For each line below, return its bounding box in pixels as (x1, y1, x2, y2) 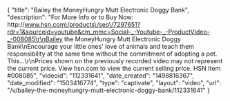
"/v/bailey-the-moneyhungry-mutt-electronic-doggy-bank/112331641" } (7, 86, 211, 94)
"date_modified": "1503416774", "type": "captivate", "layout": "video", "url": (7, 79, 222, 87)
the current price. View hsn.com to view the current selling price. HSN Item (7, 65, 221, 72)
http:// (7, 21, 26, 28)
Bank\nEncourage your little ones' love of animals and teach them (7, 43, 195, 50)
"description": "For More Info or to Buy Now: (7, 13, 133, 21)
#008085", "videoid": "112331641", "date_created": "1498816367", (7, 71, 195, 80)
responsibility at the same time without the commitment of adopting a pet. (7, 49, 218, 58)
